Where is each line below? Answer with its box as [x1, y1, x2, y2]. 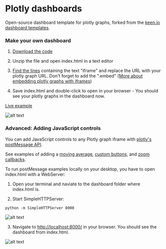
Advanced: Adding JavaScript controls [5, 125, 101, 132]
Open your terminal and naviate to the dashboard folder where [12, 181, 141, 187]
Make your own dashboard [5, 37, 71, 44]
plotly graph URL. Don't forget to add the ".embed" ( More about [12, 73, 143, 79]
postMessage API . [5, 141, 43, 147]
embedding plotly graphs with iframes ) [12, 78, 92, 84]
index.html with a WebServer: [5, 171, 66, 177]
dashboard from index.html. [12, 229, 70, 235]
